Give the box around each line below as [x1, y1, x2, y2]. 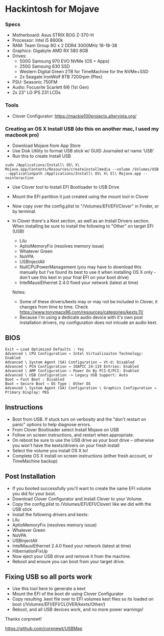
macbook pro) [5, 131, 39, 138]
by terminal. [12, 208, 37, 214]
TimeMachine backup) [12, 458, 58, 464]
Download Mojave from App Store [12, 143, 81, 148]
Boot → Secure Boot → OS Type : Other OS [5, 381, 91, 386]
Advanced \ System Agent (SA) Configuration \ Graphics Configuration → [5, 385, 157, 390]
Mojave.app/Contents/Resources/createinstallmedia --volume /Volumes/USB [5, 167, 159, 172]
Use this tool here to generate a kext [12, 586, 86, 592]
